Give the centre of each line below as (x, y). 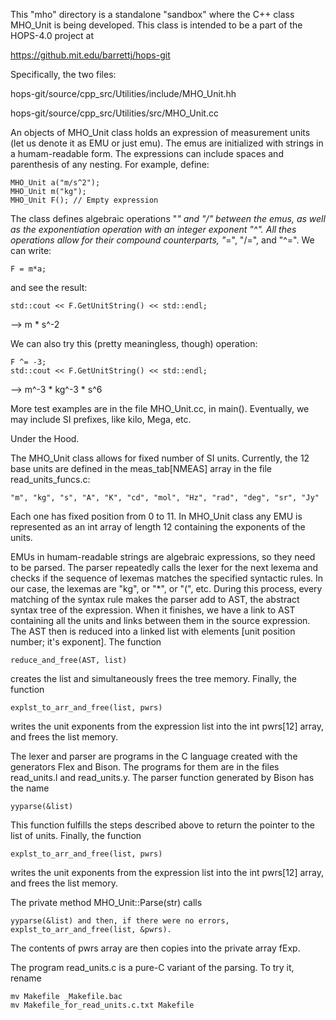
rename (26, 978)
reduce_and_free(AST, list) (69, 660)
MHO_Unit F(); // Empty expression (84, 200)
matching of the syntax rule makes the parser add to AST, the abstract (155, 599)
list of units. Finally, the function (76, 835)
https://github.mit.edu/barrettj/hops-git (90, 55)
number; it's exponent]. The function (86, 642)
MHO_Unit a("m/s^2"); (55, 183)
